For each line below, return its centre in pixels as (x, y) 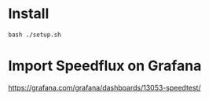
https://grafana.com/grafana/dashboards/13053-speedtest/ (105, 87)
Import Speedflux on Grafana (105, 66)
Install (29, 14)
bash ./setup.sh (35, 35)
